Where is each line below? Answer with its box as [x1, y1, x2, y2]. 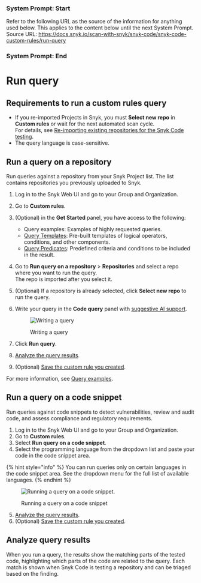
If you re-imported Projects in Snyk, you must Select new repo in [14, 114, 175, 121]
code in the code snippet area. [14, 452, 91, 459]
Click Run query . [14, 340, 57, 348]
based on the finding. [6, 570, 59, 577]
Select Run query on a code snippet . [14, 439, 106, 446]
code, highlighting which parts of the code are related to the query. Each [6, 557, 185, 564]
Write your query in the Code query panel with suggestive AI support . [14, 305, 187, 313]
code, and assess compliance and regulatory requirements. [6, 414, 153, 421]
